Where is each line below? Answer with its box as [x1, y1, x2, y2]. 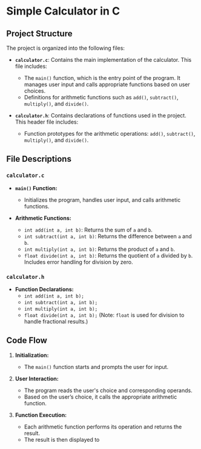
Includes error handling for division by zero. [24, 258, 133, 265]
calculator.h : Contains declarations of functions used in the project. [15, 112, 186, 119]
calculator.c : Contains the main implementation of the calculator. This [15, 56, 192, 63]
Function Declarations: [15, 285, 74, 293]
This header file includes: [15, 118, 79, 125]
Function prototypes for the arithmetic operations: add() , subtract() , [24, 130, 196, 137]
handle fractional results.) [24, 318, 88, 325]
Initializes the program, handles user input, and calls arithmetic [24, 196, 181, 204]
